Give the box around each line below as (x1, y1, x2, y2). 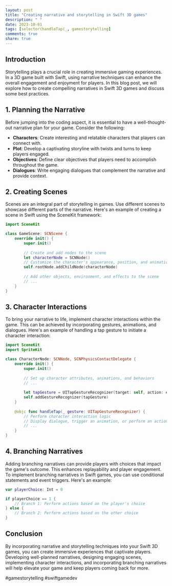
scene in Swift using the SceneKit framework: (5, 212, 101, 218)
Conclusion (5, 530, 43, 538)
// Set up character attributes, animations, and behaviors (24, 376, 155, 381)
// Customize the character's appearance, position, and (24, 260, 147, 265)
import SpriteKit (5, 347, 42, 353)
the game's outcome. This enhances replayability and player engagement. (5, 466, 162, 472)
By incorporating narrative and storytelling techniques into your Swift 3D (5, 543, 158, 549)
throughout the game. (12, 162, 59, 168)
